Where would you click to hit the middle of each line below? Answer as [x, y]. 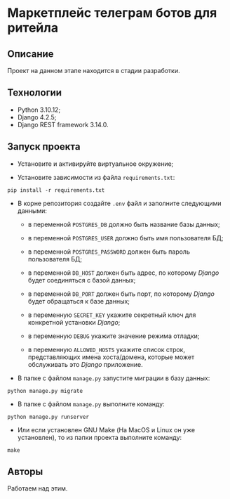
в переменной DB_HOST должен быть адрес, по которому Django [123, 273]
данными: [32, 210]
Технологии [34, 93]
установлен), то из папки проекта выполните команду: [100, 437]
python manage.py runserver [48, 417]
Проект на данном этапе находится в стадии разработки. [94, 71]
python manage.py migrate [45, 391]
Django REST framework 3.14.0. [63, 124]
